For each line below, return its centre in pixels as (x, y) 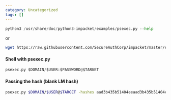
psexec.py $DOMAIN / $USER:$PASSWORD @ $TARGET (52, 70)
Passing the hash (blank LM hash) (42, 81)
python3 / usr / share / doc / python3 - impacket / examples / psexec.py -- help (79, 28)
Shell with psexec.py (28, 59)
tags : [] (15, 15)
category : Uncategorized (32, 10)
